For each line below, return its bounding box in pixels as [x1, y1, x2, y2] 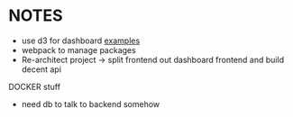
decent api [21, 64, 62, 75]
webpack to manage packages [21, 44, 136, 55]
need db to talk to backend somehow [21, 98, 160, 109]
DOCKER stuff [8, 81, 60, 92]
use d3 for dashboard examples [21, 35, 141, 46]
